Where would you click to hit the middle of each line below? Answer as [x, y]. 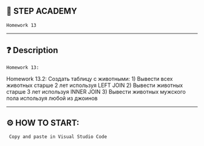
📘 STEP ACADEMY [42, 11]
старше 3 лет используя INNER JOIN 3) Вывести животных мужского [96, 91]
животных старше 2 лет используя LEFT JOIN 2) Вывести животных [95, 85]
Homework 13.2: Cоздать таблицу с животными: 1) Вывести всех [90, 78]
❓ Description [32, 50]
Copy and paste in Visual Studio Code [58, 137]
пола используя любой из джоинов [52, 98]
